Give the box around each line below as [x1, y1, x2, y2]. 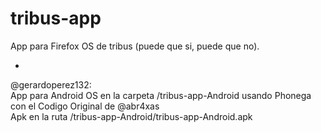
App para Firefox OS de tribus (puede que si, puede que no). [10, 40, 260, 52]
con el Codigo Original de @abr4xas [10, 100, 160, 112]
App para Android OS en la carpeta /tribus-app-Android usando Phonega [10, 89, 312, 101]
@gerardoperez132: [10, 78, 92, 91]
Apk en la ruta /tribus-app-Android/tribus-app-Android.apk [10, 110, 253, 122]
